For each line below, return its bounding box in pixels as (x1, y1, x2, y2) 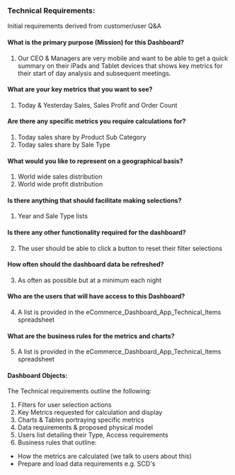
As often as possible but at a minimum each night (17, 276, 162, 284)
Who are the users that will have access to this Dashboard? (7, 292, 185, 301)
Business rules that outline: (17, 438, 97, 447)
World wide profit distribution (17, 180, 103, 189)
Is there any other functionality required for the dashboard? (7, 228, 186, 236)
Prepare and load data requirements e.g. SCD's (17, 459, 156, 468)
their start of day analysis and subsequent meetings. (17, 69, 171, 77)
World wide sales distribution (17, 172, 103, 181)
